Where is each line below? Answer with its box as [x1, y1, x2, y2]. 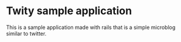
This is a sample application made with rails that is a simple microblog [6, 24, 176, 31]
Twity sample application [6, 4, 132, 18]
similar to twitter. [6, 30, 47, 37]
